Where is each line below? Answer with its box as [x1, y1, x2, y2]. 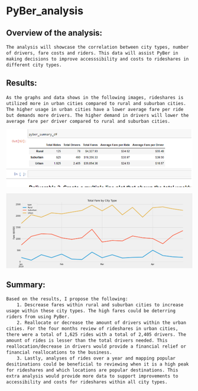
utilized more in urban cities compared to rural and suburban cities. [6, 100, 186, 106]
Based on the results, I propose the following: [6, 296, 128, 302]
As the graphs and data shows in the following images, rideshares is [6, 94, 184, 100]
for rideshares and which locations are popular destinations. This [6, 367, 178, 373]
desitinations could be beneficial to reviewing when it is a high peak [6, 361, 189, 367]
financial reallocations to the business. [6, 349, 112, 355]
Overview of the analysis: [6, 28, 102, 38]
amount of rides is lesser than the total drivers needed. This [6, 338, 168, 344]
